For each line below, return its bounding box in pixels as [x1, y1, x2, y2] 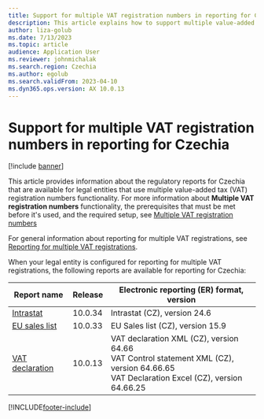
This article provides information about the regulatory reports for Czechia [8, 176, 246, 186]
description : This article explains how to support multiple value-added [8, 19, 255, 27]
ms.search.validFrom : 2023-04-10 [8, 77, 118, 85]
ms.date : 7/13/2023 [8, 33, 72, 42]
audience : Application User [8, 48, 101, 56]
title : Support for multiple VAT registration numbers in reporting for [8, 11, 251, 20]
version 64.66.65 [110, 363, 175, 374]
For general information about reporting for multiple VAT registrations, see [8, 234, 247, 243]
